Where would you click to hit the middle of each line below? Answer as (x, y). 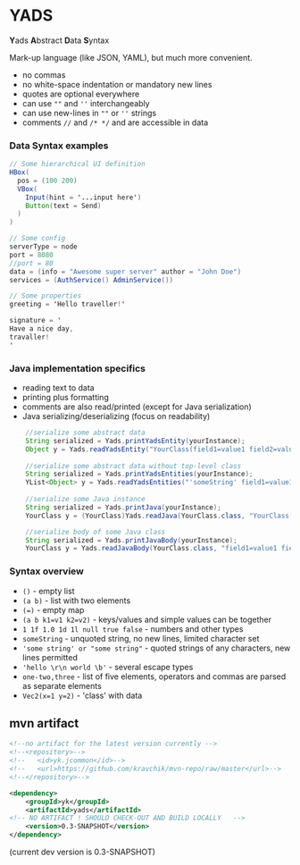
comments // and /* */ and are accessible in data (115, 122)
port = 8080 (31, 255)
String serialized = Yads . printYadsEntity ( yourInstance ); (135, 441)
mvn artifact (44, 723)
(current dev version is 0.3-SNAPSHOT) (83, 852)
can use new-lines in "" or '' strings (89, 113)
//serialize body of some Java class (96, 532)
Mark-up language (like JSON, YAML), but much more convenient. (131, 57)
